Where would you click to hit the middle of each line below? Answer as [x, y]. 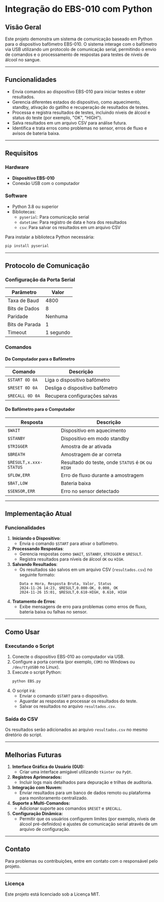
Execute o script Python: [37, 672]
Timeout [17, 333]
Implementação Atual [38, 514]
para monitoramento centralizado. [53, 798]
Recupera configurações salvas [81, 396]
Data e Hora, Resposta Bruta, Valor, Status [65, 584]
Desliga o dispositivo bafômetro [81, 388]
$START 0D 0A [23, 380]
